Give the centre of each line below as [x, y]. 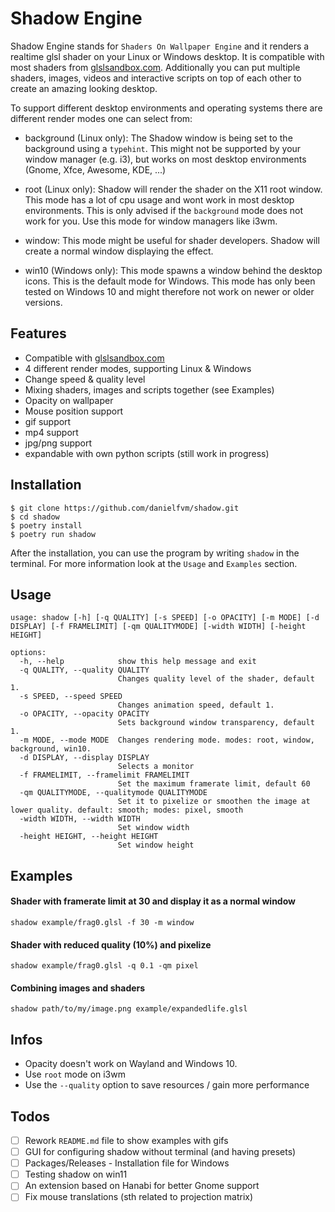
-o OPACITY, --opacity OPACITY [84, 714]
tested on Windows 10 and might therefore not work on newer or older [169, 291]
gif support [48, 421]
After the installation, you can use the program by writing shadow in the [155, 553]
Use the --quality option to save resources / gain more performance [167, 1085]
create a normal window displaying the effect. [119, 251]
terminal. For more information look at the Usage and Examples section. [154, 563]
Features [38, 333]
